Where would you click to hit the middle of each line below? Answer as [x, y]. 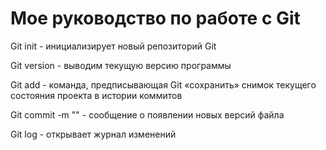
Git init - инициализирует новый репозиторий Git [113, 46]
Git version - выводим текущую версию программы [121, 65]
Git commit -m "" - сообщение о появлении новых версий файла [147, 114]
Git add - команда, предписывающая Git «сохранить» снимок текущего [163, 84]
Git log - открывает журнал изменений [93, 134]
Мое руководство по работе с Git [155, 18]
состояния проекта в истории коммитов [96, 95]
